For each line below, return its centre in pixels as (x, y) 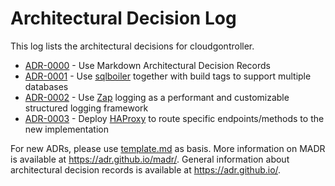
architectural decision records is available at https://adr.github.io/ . (146, 169)
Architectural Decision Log (123, 18)
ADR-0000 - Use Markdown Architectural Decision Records (147, 65)
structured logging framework (86, 108)
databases (46, 86)
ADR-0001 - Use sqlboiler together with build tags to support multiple (168, 76)
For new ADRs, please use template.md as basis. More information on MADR (168, 148)
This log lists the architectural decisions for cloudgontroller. (132, 46)
